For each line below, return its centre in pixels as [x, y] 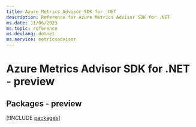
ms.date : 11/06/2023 [32, 23]
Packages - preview [44, 103]
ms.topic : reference [32, 28]
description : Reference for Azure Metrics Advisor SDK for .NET [88, 17]
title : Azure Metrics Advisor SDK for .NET [61, 12]
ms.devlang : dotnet [31, 34]
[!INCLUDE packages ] [33, 118]
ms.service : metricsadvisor [41, 39]
